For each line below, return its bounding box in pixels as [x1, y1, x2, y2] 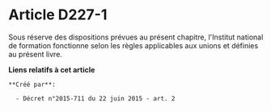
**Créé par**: [8, 80, 57, 88]
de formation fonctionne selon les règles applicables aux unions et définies [8, 40, 259, 50]
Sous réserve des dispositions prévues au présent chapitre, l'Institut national [8, 32, 264, 42]
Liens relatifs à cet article [8, 64, 95, 74]
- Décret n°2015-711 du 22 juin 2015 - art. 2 [15, 94, 176, 102]
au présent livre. [8, 49, 63, 59]
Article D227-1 [8, 6, 108, 24]
